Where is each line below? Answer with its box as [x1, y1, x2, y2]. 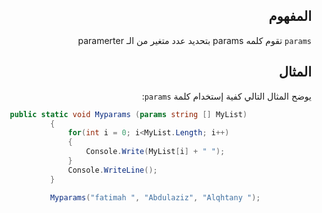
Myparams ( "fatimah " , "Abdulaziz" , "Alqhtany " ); [49, 192, 261, 203]
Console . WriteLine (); [67, 165, 158, 175]
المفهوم [268, 8, 312, 25]
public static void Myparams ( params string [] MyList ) [9, 109, 248, 119]
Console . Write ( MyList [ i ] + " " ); [85, 147, 226, 157]
